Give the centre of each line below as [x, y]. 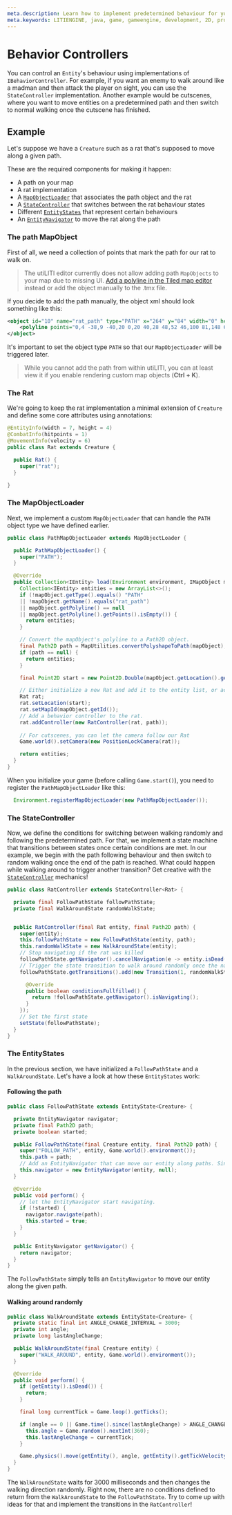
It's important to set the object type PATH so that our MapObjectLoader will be [115, 347]
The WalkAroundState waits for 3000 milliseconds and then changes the [109, 1483]
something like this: [35, 308]
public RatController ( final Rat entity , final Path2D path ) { [105, 927]
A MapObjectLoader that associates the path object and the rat [104, 197]
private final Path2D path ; [54, 1125]
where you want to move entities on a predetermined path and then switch [113, 103]
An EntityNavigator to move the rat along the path [89, 219]
